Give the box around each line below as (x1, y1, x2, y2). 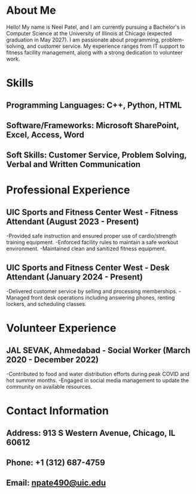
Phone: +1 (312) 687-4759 (6, 457, 106, 468)
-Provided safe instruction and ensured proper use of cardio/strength (6, 232, 177, 240)
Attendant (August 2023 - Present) (6, 216, 139, 226)
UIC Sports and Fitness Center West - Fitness (6, 207, 179, 217)
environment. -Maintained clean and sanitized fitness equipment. (6, 245, 166, 252)
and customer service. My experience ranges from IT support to (26, 43, 185, 50)
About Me (6, 4, 56, 17)
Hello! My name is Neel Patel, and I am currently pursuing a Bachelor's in (6, 23, 186, 31)
